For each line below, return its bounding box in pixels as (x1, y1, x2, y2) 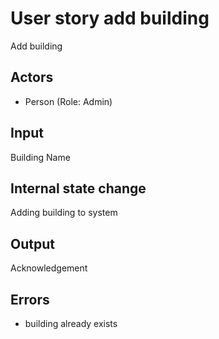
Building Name (10, 151, 71, 163)
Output (10, 235, 55, 252)
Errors (10, 291, 50, 308)
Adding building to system (10, 207, 118, 219)
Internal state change (10, 180, 147, 197)
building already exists (24, 318, 118, 329)
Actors (10, 69, 54, 86)
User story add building (10, 7, 210, 30)
